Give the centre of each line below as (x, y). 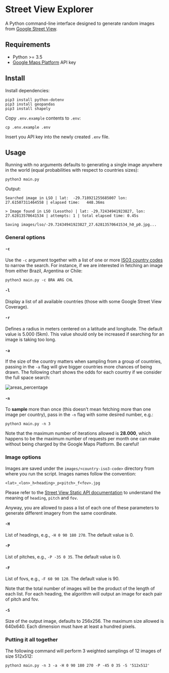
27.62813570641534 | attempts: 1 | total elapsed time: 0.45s (72, 216)
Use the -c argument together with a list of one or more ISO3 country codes (84, 260)
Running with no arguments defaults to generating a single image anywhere (84, 165)
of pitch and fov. (22, 600)
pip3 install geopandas (30, 104)
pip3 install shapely (28, 108)
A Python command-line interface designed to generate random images (80, 23)
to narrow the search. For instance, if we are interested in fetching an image (84, 265)
